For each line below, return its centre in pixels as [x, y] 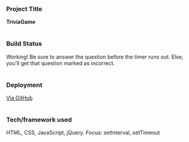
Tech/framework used [39, 119]
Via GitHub [19, 98]
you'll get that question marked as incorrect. [61, 63]
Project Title [24, 9]
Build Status [24, 44]
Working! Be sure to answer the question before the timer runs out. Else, [95, 57]
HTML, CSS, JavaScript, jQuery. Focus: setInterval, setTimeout [83, 132]
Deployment [24, 85]
